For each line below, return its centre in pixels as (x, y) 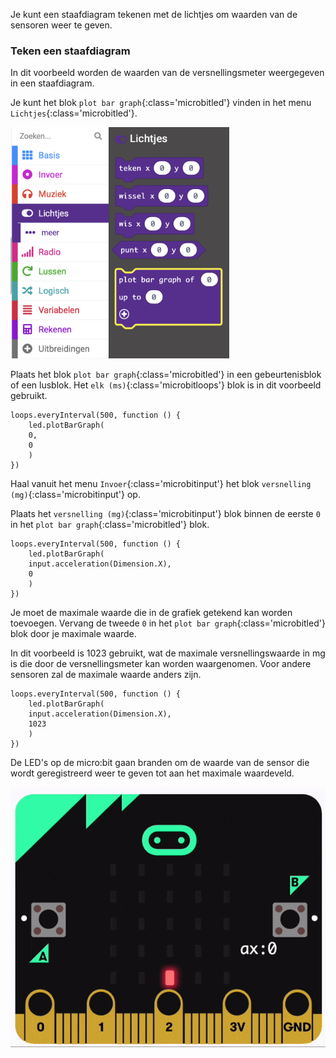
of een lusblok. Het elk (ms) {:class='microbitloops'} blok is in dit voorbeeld (166, 385)
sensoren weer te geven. (61, 25)
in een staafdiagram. (52, 83)
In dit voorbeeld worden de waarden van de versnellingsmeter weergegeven (167, 73)
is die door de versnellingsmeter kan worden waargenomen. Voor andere (161, 663)
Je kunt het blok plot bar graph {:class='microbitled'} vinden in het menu (161, 103)
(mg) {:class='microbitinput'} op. (75, 494)
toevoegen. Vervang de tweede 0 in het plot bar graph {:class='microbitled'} (168, 623)
